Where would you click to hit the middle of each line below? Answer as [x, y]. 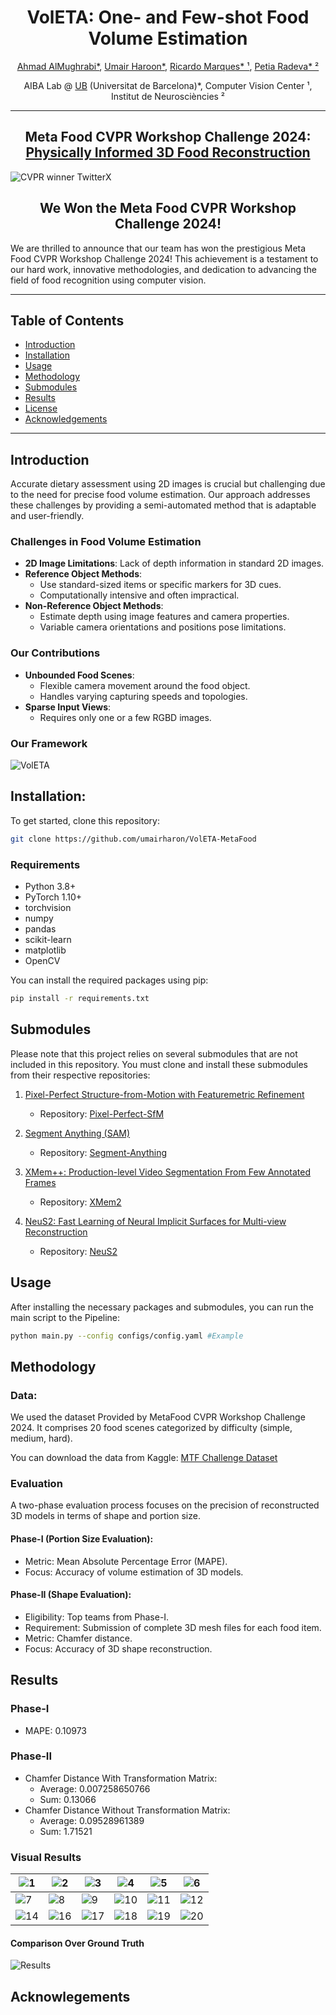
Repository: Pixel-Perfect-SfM [102, 1113]
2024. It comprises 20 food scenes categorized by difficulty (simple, [151, 1428]
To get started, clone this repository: [85, 820]
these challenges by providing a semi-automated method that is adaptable [163, 505]
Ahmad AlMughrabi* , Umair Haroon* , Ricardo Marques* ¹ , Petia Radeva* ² [168, 66]
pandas [40, 929]
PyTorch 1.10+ [53, 897]
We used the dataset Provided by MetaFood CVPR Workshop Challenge [158, 1417]
